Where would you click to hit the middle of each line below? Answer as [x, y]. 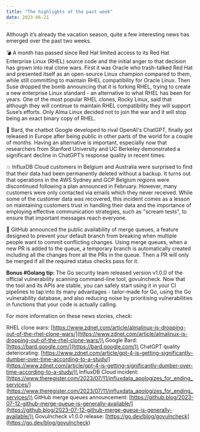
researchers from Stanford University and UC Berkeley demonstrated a [93, 149]
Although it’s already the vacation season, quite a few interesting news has [98, 34]
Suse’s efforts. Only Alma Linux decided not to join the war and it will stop [96, 112]
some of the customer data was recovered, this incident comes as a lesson [98, 199]
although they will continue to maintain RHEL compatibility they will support [99, 106]
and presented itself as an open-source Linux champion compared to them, [99, 74]
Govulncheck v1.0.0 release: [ [71, 416]
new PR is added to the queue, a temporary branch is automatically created [99, 248]
